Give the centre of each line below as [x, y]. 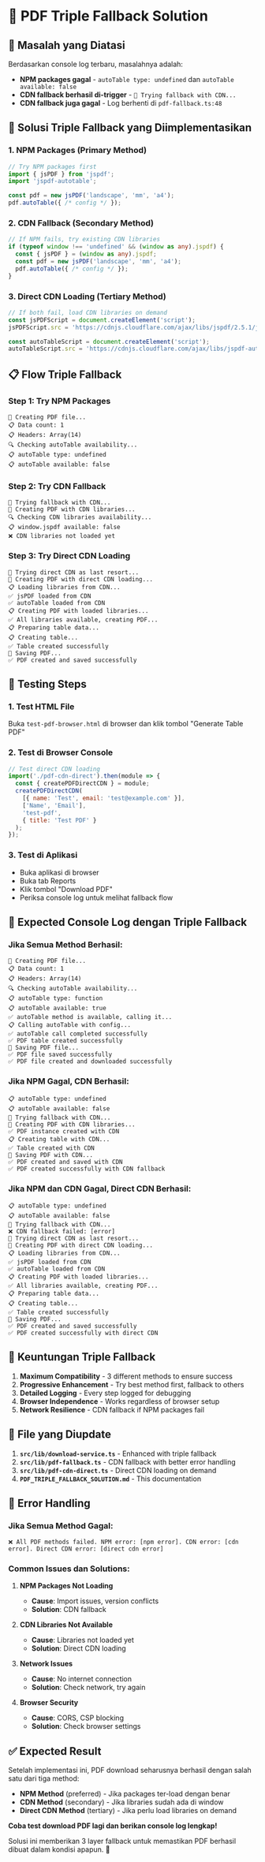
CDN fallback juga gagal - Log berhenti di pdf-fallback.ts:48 [121, 103]
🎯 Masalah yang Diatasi [67, 45]
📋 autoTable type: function [56, 998]
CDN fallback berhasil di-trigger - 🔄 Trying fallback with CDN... [128, 95]
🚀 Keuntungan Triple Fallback [82, 1357]
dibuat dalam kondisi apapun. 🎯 [59, 1849]
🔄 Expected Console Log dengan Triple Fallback [127, 922]
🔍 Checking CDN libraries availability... [80, 517]
